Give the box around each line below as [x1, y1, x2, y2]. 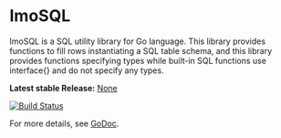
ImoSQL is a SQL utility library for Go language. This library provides [9, 36, 266, 47]
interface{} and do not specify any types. [9, 65, 164, 76]
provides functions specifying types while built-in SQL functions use [9, 55, 267, 66]
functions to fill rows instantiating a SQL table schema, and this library [9, 45, 273, 56]
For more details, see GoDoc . [9, 118, 120, 129]
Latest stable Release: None [9, 82, 119, 93]
